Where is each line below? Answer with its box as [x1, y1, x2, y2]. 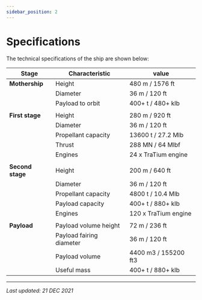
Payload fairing [55, 231, 98, 239]
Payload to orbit [55, 99, 100, 107]
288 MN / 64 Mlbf [129, 140, 181, 148]
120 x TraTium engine [129, 209, 192, 217]
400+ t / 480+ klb [129, 99, 180, 107]
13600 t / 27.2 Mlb [129, 130, 184, 139]
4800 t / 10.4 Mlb [129, 190, 180, 198]
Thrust [55, 140, 74, 148]
